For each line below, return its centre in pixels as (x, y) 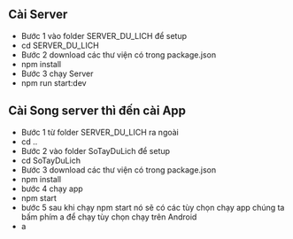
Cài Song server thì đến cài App (97, 111)
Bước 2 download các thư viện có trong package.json (119, 54)
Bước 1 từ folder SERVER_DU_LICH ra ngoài (100, 132)
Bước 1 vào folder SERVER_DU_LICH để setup (104, 35)
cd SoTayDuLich (51, 160)
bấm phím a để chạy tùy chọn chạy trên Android (109, 217)
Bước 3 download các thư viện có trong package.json (119, 170)
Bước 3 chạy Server (57, 73)
